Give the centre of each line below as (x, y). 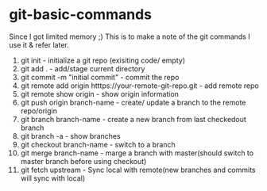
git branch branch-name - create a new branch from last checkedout (133, 119)
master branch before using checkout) (83, 161)
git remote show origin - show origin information (100, 94)
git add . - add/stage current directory (83, 68)
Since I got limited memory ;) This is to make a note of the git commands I (130, 36)
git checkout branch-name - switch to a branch (98, 144)
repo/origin (39, 111)
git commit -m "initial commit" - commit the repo (100, 77)
